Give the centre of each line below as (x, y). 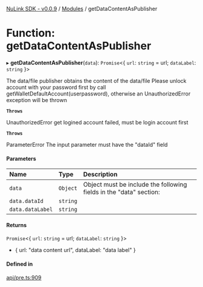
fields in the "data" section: (121, 192)
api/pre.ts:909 (24, 277)
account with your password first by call (56, 87)
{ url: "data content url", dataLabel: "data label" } (75, 250)
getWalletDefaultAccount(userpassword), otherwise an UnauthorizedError (98, 94)
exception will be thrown (37, 100)
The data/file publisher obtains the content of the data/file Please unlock (96, 80)
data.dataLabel (31, 210)
